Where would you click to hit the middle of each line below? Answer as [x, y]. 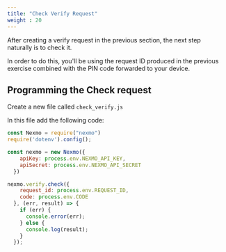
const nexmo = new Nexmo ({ [46, 152]
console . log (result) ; [57, 229]
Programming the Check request [79, 90]
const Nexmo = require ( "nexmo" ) [54, 133]
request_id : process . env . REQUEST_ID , [74, 191]
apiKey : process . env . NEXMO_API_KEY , [73, 158]
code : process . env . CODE [54, 197]
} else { [32, 223]
